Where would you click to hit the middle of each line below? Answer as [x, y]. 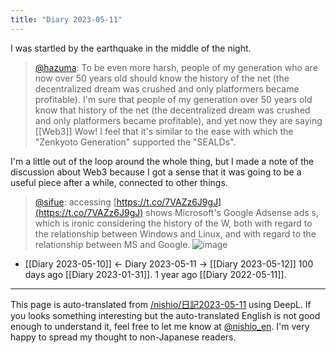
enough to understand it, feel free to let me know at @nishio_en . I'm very [160, 326]
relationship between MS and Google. [112, 244]
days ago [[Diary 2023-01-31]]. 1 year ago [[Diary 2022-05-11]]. [155, 274]
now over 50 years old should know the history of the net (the [162, 78]
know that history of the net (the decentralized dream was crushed [172, 110]
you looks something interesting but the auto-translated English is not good [165, 315]
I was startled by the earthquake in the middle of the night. [131, 48]
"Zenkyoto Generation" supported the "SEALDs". [135, 142]
